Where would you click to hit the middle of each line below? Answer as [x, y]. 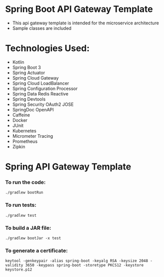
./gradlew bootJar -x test [33, 238]
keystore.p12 [19, 270]
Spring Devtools [29, 99]
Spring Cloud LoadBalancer [41, 83]
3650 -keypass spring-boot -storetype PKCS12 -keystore [84, 265]
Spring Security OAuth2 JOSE [43, 104]
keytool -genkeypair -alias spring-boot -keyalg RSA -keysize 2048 [77, 261]
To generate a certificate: [37, 251]
